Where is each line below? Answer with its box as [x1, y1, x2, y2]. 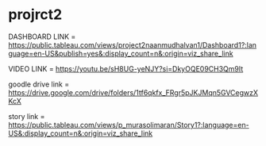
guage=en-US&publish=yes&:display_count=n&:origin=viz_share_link [8, 48, 233, 58]
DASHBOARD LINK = [8, 32, 76, 41]
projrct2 [8, 6, 63, 24]
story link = [8, 111, 45, 121]
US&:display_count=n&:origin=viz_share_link [8, 129, 153, 138]
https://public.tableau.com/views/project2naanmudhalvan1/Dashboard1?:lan [8, 40, 256, 49]
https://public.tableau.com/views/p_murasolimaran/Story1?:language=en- [8, 120, 249, 129]
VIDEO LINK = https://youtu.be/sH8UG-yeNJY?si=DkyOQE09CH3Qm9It [8, 63, 244, 73]
